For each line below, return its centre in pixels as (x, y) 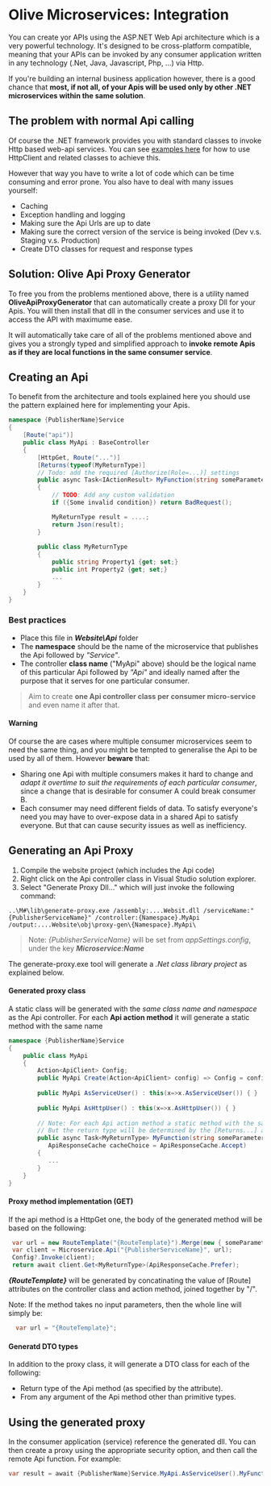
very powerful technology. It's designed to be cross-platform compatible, (130, 45)
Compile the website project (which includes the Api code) (117, 870)
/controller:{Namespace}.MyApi (147, 918)
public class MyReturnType (83, 547)
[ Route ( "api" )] (48, 435)
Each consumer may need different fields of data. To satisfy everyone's (139, 808)
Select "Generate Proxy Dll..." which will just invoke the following (127, 887)
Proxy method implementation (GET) (71, 1201)
